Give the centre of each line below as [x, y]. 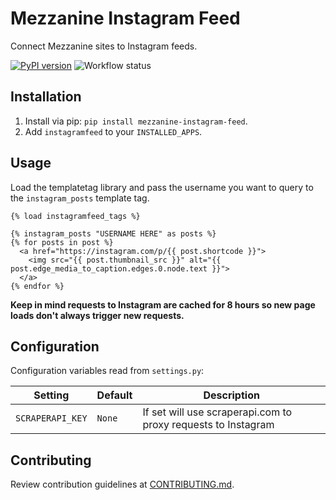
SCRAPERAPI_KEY [51, 418]
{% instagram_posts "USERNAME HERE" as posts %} [113, 233]
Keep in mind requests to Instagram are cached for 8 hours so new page [163, 304]
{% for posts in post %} [62, 242]
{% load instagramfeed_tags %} [75, 216]
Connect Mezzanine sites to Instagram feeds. [104, 46]
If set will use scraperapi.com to [217, 412]
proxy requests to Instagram [208, 425]
